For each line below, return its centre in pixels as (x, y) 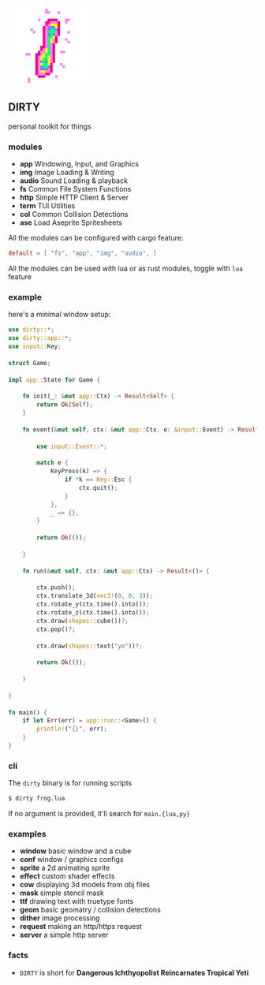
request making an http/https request (80, 927)
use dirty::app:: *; (40, 338)
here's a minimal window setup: (60, 315)
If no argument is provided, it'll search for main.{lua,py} (99, 814)
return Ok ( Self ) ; (65, 405)
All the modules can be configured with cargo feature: (96, 238)
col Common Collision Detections (74, 215)
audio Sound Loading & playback (74, 181)
